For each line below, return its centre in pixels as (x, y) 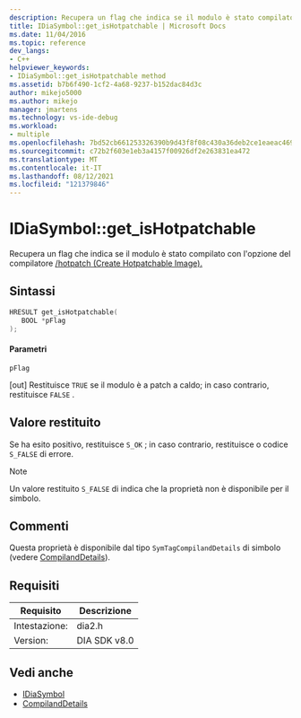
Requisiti (34, 586)
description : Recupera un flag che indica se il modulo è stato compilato (152, 18)
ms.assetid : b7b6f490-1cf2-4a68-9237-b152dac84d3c (106, 84)
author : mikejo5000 (46, 92)
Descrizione (105, 611)
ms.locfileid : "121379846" (60, 185)
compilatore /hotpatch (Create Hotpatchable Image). (106, 263)
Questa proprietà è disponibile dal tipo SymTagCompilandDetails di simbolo (145, 547)
